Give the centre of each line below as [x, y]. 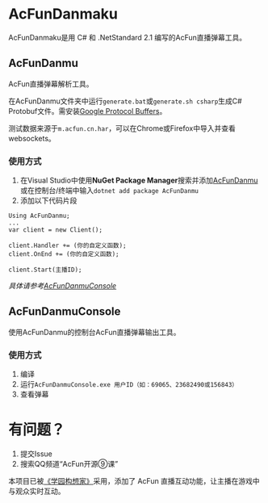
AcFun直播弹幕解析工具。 [51, 84]
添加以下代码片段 [48, 201]
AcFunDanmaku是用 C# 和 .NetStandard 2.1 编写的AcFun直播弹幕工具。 [128, 37]
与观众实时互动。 [37, 491]
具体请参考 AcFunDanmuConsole [63, 286]
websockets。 [32, 138]
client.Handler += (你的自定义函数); [67, 246]
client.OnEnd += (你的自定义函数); [64, 254]
